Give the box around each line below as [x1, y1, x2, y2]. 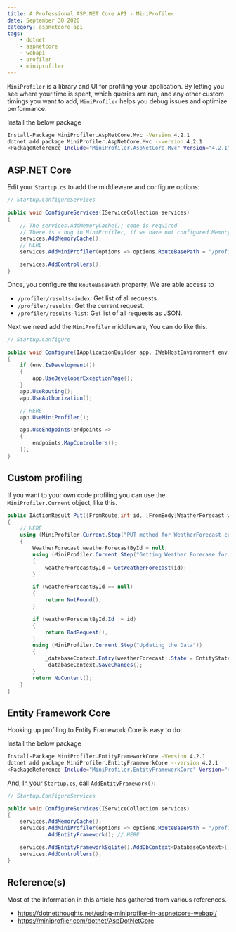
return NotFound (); [44, 596, 102, 604]
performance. [7, 104, 47, 113]
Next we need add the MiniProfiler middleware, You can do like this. [7, 322, 208, 331]
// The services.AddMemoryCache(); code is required [20, 222, 178, 229]
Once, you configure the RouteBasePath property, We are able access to [7, 280, 214, 288]
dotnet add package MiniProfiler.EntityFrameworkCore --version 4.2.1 [7, 760, 218, 767]
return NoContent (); [32, 675, 93, 682]
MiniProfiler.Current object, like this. [7, 498, 118, 506]
